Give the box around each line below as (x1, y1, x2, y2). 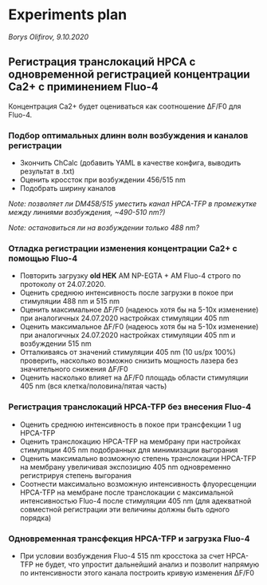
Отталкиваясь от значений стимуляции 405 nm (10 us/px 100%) (19, 348, 237, 357)
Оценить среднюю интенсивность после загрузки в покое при (19, 288, 234, 297)
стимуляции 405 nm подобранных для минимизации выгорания (19, 445, 238, 455)
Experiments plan (8, 6, 128, 24)
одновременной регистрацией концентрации (8, 68, 250, 82)
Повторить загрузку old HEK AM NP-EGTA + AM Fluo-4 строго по (19, 271, 241, 281)
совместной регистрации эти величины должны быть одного (19, 504, 230, 514)
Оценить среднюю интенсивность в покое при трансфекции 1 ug (19, 420, 241, 429)
